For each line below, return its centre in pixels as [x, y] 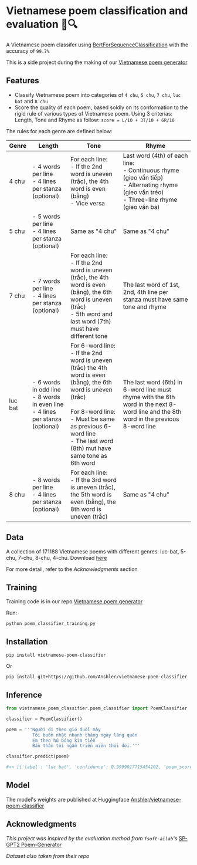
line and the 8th [160, 411]
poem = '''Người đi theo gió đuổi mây [53, 729]
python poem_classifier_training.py [51, 624]
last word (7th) [91, 321]
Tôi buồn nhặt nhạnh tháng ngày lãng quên [85, 735]
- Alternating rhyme [150, 185]
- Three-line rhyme [150, 200]
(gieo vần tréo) [143, 192]
